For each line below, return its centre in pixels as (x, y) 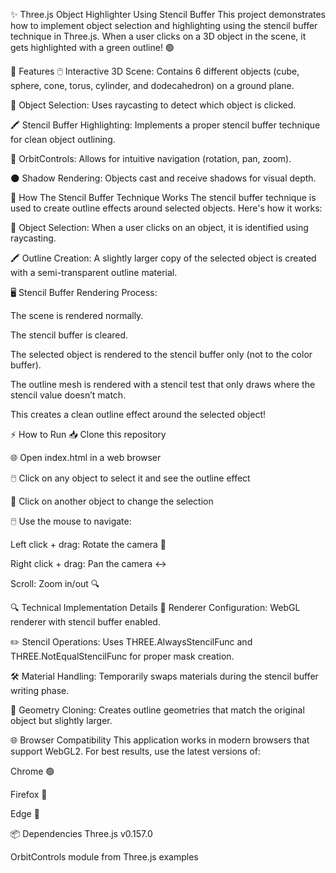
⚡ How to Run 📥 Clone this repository (88, 434)
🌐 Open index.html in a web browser (86, 457)
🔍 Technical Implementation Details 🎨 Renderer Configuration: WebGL (155, 607)
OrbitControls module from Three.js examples (104, 857)
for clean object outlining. (63, 139)
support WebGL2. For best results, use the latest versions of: (136, 751)
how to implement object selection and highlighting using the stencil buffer (164, 25)
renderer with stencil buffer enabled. (85, 622)
